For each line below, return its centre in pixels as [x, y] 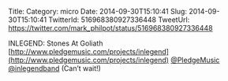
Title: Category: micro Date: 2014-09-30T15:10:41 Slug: [98, 11]
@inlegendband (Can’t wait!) [54, 68]
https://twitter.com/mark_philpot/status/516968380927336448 [110, 28]
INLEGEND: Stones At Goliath [56, 43]
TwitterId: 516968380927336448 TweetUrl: [119, 20]
